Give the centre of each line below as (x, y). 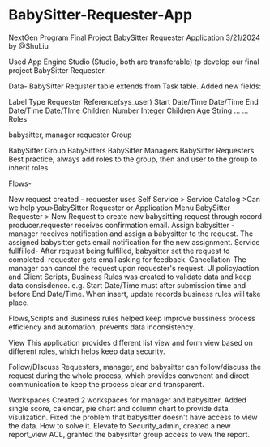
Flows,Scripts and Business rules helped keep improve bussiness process (132, 318)
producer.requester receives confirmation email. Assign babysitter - (122, 225)
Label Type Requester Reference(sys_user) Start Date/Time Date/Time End (134, 101)
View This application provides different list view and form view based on (131, 342)
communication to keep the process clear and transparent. (106, 384)
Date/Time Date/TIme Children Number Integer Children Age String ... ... (129, 110)
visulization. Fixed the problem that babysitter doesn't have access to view (133, 417)
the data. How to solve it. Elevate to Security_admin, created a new (120, 426)
